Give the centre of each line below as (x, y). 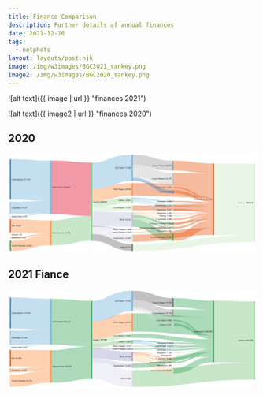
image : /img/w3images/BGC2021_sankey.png (77, 67)
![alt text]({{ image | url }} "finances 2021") (77, 98)
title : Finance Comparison (52, 17)
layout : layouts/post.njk (50, 58)
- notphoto (33, 50)
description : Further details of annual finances (91, 25)
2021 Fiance (39, 275)
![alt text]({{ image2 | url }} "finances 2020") (80, 114)
